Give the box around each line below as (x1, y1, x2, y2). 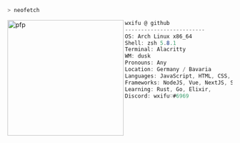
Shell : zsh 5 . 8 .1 (124, 39, 176, 46)
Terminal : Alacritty (124, 46, 186, 53)
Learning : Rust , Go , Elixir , (124, 85, 212, 92)
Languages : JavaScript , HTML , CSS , (124, 72, 231, 80)
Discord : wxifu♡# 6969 (124, 92, 189, 100)
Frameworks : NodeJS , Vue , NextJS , (124, 79, 228, 86)
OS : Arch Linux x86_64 (124, 33, 193, 40)
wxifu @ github (124, 19, 170, 26)
